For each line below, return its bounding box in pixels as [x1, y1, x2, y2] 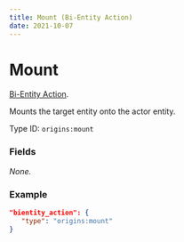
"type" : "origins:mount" [20, 216, 114, 225]
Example [9, 188, 48, 200]
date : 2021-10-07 [9, 21, 74, 30]
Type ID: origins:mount [9, 124, 94, 134]
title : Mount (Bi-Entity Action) [9, 12, 133, 22]
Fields [9, 146, 36, 158]
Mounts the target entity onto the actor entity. [9, 106, 176, 117]
